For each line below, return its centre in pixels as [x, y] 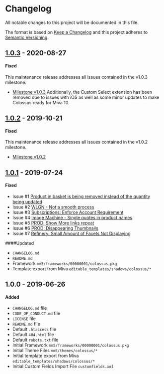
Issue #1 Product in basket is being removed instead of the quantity [81, 196]
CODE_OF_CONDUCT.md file [36, 313]
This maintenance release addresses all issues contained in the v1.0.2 [77, 142]
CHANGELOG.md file [30, 308]
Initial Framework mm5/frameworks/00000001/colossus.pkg [71, 345]
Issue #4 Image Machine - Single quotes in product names [72, 217]
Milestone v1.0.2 [29, 157]
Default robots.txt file [35, 340]
